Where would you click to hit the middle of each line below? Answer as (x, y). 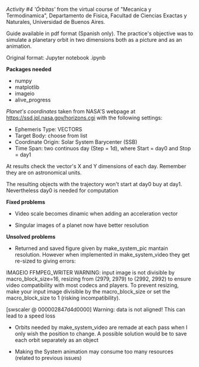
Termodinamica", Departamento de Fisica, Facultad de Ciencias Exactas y (97, 16)
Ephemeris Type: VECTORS (48, 129)
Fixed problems (26, 202)
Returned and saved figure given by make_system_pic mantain (91, 248)
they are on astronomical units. (44, 172)
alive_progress (33, 100)
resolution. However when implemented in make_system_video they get (102, 255)
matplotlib (27, 87)
